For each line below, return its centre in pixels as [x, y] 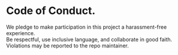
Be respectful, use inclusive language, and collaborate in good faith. [89, 39]
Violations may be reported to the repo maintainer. [68, 46]
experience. [21, 33]
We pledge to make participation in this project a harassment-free [87, 27]
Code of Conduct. [51, 11]
